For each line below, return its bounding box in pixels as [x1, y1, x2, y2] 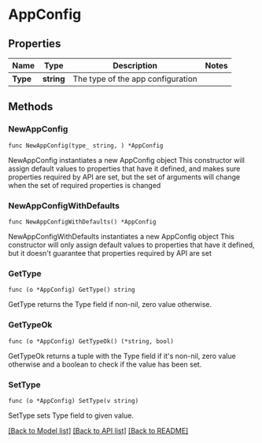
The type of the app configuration [72, 73, 198, 84]
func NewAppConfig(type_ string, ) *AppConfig [8, 142, 164, 150]
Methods [8, 100, 54, 113]
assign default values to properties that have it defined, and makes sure [8, 164, 241, 173]
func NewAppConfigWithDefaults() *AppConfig [8, 218, 157, 226]
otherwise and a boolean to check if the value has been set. [8, 360, 202, 369]
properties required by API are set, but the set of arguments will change [8, 172, 241, 182]
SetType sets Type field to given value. [8, 411, 134, 420]
